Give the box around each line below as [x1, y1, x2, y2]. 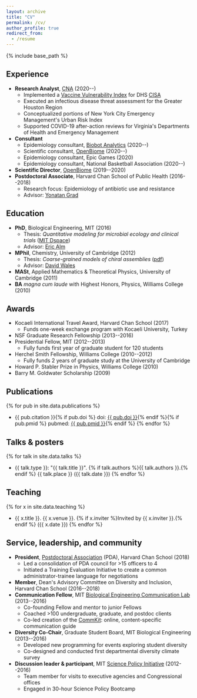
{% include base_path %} [6, 52, 68, 59]
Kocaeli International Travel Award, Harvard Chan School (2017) [14, 320, 169, 327]
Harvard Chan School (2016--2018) [14, 585, 100, 592]
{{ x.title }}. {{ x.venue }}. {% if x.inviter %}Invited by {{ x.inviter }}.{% [14, 514, 183, 522]
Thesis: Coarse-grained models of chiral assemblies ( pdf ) [23, 255, 165, 262]
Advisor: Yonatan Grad [23, 191, 79, 198]
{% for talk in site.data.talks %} [6, 453, 82, 460]
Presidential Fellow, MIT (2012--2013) [14, 338, 106, 345]
